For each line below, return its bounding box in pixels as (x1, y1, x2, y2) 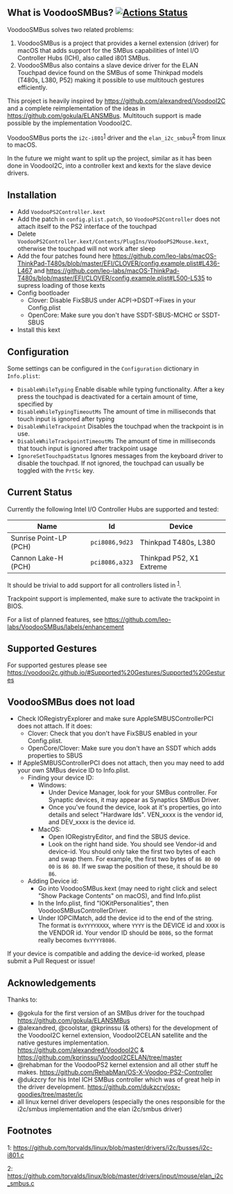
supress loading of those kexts (17, 281, 105, 290)
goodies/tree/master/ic (17, 1090, 83, 1098)
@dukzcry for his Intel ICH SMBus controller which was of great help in (17, 1075, 221, 1083)
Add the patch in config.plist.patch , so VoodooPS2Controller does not (17, 215, 221, 223)
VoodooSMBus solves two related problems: (7, 25, 134, 33)
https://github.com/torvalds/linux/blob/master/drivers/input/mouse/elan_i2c (7, 1172, 224, 1180)
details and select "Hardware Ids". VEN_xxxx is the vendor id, (48, 810, 224, 819)
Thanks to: (7, 995, 38, 1004)
